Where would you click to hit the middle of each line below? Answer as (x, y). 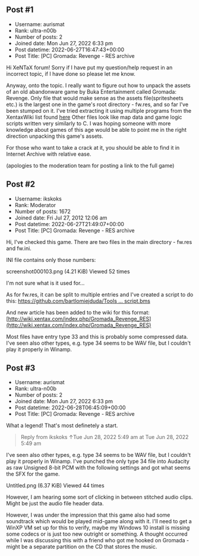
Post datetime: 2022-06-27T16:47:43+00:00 (70, 50)
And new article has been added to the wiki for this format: (78, 312)
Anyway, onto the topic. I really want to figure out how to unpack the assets (99, 85)
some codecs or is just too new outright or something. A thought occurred (97, 534)
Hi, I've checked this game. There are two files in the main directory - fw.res (99, 242)
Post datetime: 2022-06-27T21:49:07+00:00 (70, 224)
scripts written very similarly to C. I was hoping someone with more (89, 123)
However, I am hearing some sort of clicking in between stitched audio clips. (99, 497)
